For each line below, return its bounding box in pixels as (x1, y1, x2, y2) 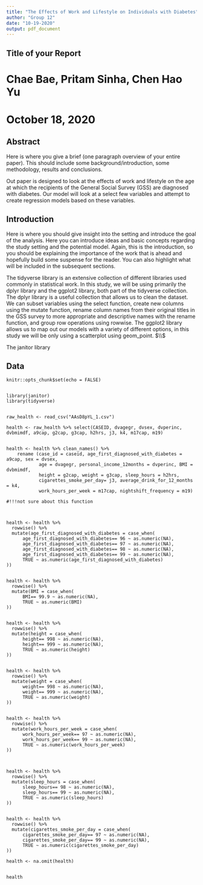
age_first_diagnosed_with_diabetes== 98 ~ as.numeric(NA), (22, 546, 174, 553)
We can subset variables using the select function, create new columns (6, 300, 184, 307)
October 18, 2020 (6, 113, 95, 127)
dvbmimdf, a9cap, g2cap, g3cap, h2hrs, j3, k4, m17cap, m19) (6, 430, 164, 436)
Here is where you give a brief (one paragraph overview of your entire (6, 152, 181, 160)
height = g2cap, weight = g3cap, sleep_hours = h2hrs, (38, 472, 180, 478)
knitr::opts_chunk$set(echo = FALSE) (6, 377, 101, 383)
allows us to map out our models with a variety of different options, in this (6, 325, 189, 332)
